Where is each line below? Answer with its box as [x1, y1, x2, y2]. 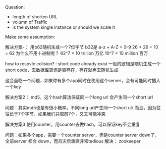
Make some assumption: [5, 34, 55, 40]
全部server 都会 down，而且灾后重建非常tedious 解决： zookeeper [5, 138, 141, 144]
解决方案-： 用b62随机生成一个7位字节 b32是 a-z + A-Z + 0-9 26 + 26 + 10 [5, 44, 159, 50]
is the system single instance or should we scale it [12, 24, 115, 30]
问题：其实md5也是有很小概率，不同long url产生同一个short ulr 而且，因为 [5, 105, 157, 110]
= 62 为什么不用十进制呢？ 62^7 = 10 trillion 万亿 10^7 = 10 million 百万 [5, 50, 148, 56]
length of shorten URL [12, 14, 58, 19]
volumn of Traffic [12, 19, 48, 25]
